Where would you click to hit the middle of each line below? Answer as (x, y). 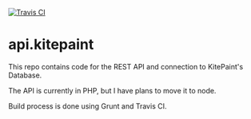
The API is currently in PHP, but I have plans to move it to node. (112, 90)
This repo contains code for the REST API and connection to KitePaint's (126, 66)
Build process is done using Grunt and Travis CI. (88, 106)
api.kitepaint (51, 45)
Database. (25, 75)
